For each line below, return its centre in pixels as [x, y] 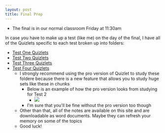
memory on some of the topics [51, 121]
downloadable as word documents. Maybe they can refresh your [85, 115]
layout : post [18, 10]
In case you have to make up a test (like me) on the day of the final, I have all [83, 38]
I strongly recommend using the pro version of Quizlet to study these [89, 73]
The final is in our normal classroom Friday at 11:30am [67, 28]
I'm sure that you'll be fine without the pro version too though [89, 105]
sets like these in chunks [45, 83]
